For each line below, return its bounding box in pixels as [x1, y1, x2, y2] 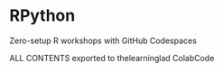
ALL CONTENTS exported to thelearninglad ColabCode [9, 52, 215, 63]
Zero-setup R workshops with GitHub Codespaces [9, 35, 197, 46]
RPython [9, 5, 76, 26]
